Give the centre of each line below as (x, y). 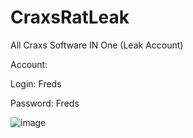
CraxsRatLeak (70, 17)
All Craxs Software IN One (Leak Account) (97, 45)
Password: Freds (45, 103)
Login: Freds (36, 83)
